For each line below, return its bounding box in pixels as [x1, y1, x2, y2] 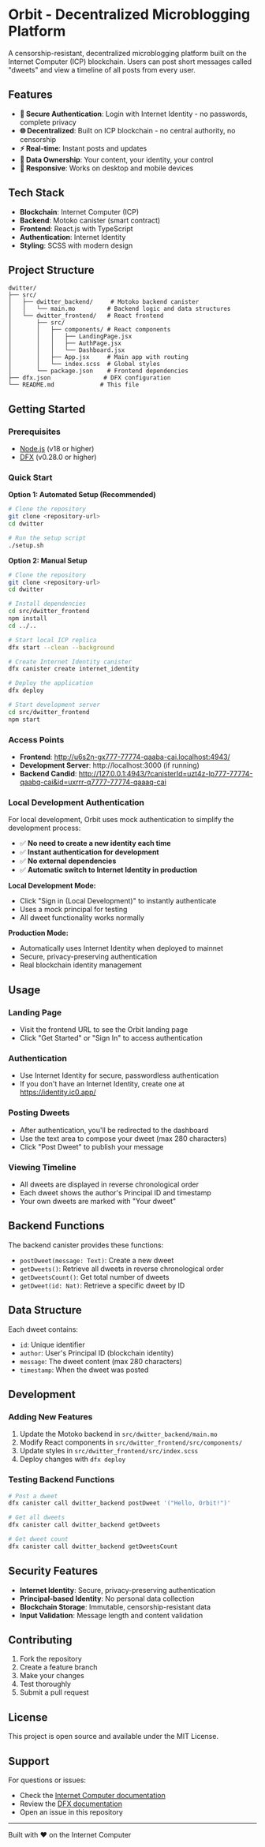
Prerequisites [8, 426, 61, 437]
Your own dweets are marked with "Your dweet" [19, 1196, 177, 1206]
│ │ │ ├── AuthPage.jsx [8, 339, 122, 348]
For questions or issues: [8, 1775, 87, 1785]
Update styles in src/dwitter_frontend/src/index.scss [19, 1446, 199, 1456]
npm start [8, 716, 41, 723]
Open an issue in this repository [19, 1808, 124, 1817]
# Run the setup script [8, 534, 87, 542]
